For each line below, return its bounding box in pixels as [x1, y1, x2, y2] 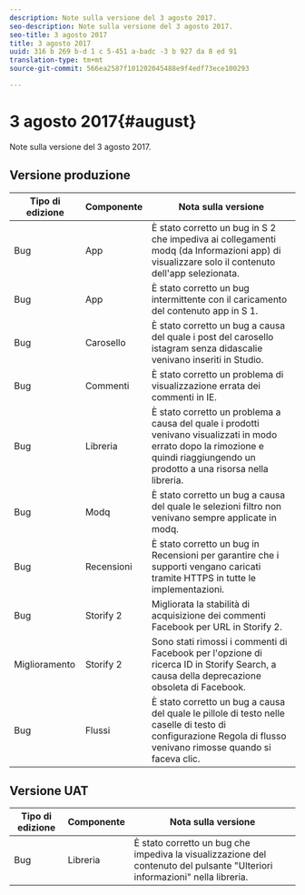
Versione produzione [9, 167, 131, 183]
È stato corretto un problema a [151, 406, 281, 418]
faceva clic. [151, 752, 201, 765]
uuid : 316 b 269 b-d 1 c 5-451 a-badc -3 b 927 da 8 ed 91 [9, 47, 238, 56]
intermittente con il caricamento [151, 293, 288, 306]
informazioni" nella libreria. [133, 870, 249, 883]
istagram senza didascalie [151, 342, 263, 355]
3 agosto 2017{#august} [9, 111, 197, 132]
